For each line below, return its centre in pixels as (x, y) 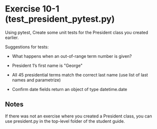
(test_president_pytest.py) (60, 19)
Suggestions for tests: (27, 47)
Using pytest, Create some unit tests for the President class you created (77, 32)
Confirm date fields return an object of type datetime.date (70, 89)
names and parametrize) (36, 80)
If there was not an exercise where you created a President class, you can (78, 116)
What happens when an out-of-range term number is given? (72, 56)
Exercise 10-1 (32, 9)
